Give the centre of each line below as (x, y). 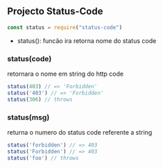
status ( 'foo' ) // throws (43, 158)
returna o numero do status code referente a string (80, 132)
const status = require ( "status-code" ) (65, 27)
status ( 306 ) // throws (40, 99)
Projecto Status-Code (55, 11)
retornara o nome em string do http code (65, 74)
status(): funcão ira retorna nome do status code (87, 40)
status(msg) (28, 117)
